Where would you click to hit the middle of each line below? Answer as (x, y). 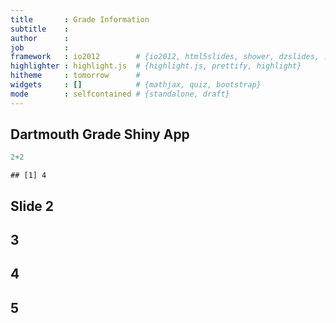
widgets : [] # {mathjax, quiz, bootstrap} (136, 85)
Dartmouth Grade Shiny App (100, 134)
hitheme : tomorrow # (75, 76)
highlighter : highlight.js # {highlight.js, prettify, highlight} (156, 66)
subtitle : (40, 29)
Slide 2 (32, 206)
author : (40, 38)
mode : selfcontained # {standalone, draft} (120, 94)
